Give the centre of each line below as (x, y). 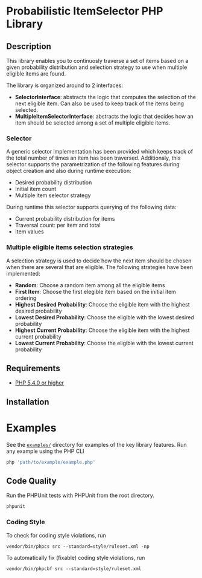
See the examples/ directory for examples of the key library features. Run (96, 444)
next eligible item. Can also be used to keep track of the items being (99, 103)
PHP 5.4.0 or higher (39, 383)
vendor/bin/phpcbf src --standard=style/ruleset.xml (74, 569)
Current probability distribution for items (65, 219)
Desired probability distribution (53, 183)
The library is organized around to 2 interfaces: (65, 85)
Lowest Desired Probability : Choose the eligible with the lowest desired (104, 317)
